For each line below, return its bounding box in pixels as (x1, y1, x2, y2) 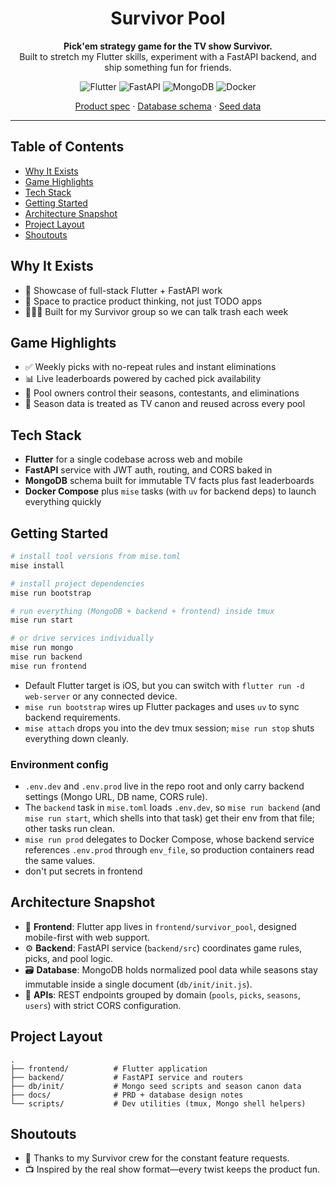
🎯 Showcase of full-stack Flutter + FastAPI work (24, 284, 223, 296)
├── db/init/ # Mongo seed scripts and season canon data (10, 1081, 302, 1091)
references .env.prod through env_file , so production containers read (24, 844, 315, 856)
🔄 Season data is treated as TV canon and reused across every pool (24, 398, 306, 410)
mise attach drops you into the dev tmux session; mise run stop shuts (24, 722, 315, 734)
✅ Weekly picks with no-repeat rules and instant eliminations (24, 361, 277, 373)
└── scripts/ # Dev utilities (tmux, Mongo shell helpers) (10, 1098, 307, 1109)
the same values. (24, 855, 96, 867)
